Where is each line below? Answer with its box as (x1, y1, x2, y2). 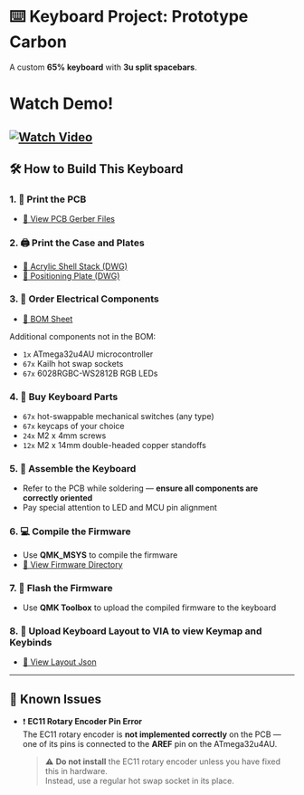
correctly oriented (22, 493, 93, 503)
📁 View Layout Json (22, 656, 97, 667)
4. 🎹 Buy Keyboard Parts (9, 390, 119, 403)
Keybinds (9, 636, 52, 648)
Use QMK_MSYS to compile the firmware (22, 549, 178, 560)
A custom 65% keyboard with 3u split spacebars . (9, 62, 197, 72)
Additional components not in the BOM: (9, 330, 157, 341)
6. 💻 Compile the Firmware (9, 525, 131, 538)
